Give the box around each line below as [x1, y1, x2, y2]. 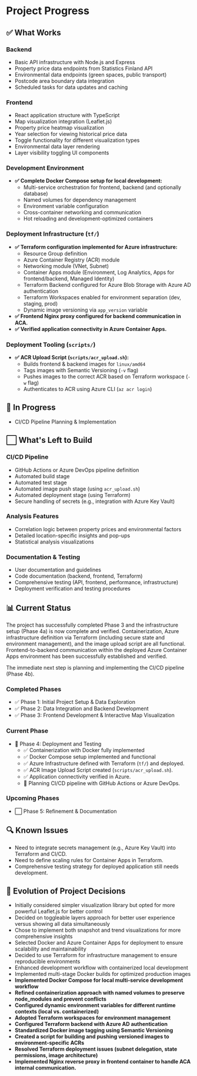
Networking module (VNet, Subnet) [23, 262, 109, 269]
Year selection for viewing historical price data [14, 131, 128, 138]
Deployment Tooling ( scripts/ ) [6, 340, 96, 349]
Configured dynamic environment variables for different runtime [14, 1002, 176, 1009]
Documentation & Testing [6, 552, 81, 561]
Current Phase [6, 727, 49, 735]
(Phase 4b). [6, 670, 35, 677]
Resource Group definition [23, 250, 88, 257]
